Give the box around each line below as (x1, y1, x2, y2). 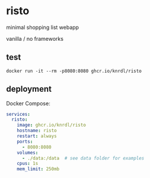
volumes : (17, 150, 39, 156)
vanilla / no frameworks (6, 35, 64, 42)
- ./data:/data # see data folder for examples (21, 155, 145, 161)
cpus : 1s (17, 161, 39, 167)
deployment (6, 84, 52, 94)
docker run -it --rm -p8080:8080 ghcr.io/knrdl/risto (6, 68, 142, 74)
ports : (17, 138, 33, 144)
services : (6, 111, 31, 117)
